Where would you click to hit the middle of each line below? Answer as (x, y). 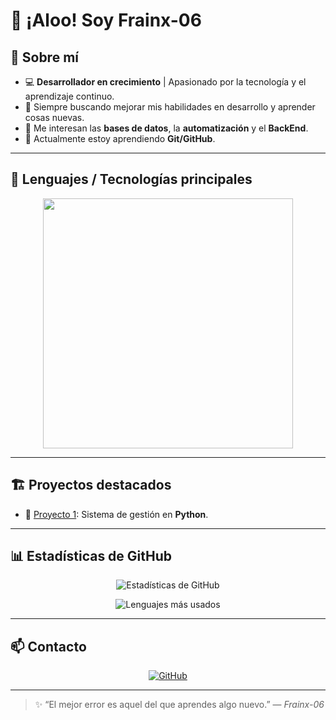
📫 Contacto (48, 646)
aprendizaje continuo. (69, 96)
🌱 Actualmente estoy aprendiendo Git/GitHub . (120, 138)
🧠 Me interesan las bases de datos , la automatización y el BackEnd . (166, 128)
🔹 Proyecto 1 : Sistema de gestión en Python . (116, 514)
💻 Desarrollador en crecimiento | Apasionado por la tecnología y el (165, 82)
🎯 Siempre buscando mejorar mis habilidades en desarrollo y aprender (170, 107)
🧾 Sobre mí (44, 57)
